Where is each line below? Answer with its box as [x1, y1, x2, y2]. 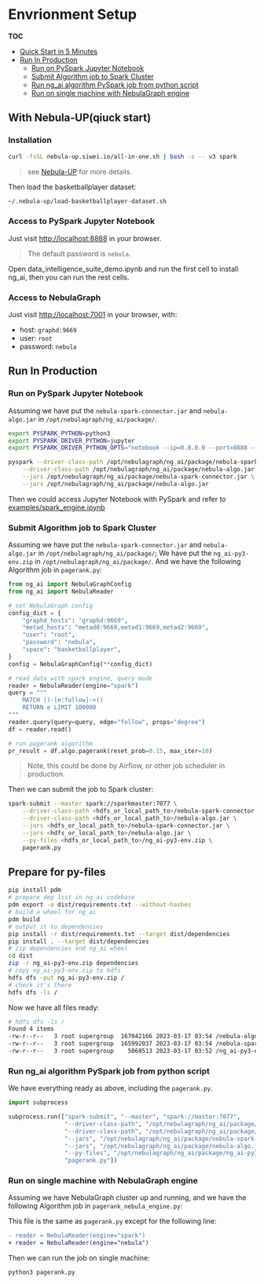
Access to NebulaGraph [8, 292, 101, 303]
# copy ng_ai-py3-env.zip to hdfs [8, 967, 122, 975]
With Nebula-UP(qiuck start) [8, 112, 152, 125]
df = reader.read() [8, 725, 72, 733]
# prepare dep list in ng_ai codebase [8, 894, 135, 902]
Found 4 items [8, 1025, 55, 1033]
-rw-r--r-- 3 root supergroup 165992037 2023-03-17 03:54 [8, 1040, 213, 1048]
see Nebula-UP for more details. [27, 166, 132, 176]
